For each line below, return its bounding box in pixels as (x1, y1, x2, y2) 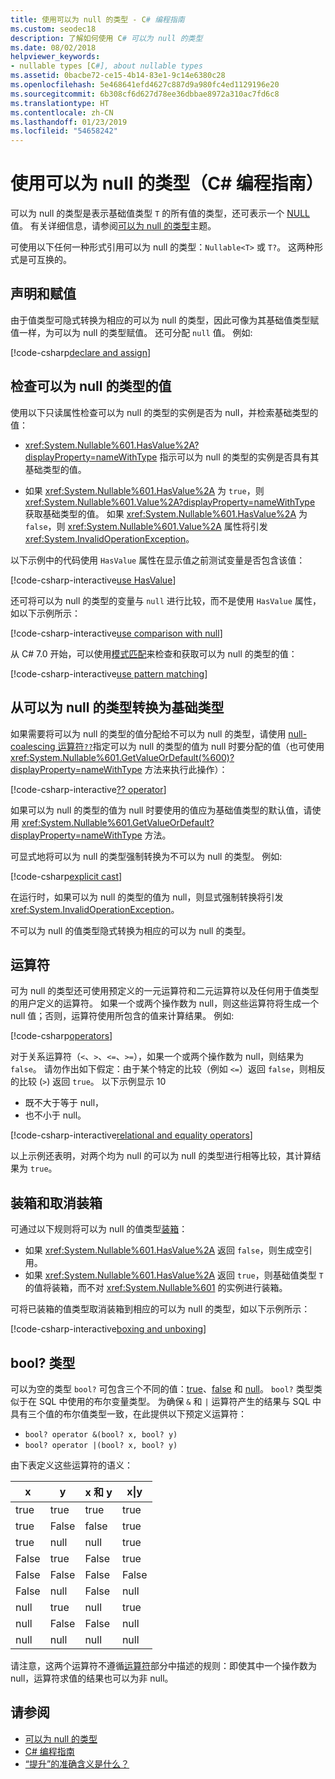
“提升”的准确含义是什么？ (24, 1757, 130, 1770)
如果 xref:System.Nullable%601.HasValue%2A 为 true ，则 (24, 484, 265, 496)
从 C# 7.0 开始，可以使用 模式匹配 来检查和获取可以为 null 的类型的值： (10, 647, 298, 660)
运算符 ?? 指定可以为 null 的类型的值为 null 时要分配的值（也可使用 (57, 740, 325, 752)
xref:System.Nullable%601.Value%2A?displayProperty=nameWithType (24, 496, 316, 508)
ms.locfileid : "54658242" (10, 126, 118, 136)
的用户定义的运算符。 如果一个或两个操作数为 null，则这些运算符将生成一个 (10, 997, 320, 1010)
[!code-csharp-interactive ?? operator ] (10, 783, 167, 795)
